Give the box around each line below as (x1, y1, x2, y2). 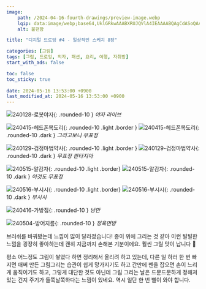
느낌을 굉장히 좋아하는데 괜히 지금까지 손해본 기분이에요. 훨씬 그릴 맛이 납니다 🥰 (6, 240, 196, 248)
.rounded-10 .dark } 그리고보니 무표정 (6, 132, 98, 139)
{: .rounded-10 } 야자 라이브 (53, 111, 121, 118)
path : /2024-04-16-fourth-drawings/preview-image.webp (17, 15, 161, 21)
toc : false (6, 70, 34, 77)
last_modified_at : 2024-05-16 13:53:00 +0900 (6, 93, 124, 100)
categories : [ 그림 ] (6, 48, 54, 54)
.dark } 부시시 (13, 193, 47, 201)
